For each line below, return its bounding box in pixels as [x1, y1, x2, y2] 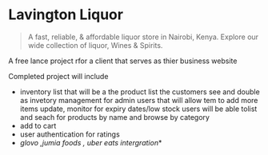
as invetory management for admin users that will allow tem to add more [19, 95, 258, 105]
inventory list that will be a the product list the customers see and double [19, 86, 260, 97]
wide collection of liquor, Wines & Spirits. [27, 40, 163, 50]
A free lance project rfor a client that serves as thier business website [8, 56, 238, 66]
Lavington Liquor [8, 6, 124, 24]
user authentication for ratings [19, 129, 120, 139]
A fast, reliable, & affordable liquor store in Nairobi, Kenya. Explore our [27, 32, 258, 42]
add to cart [19, 121, 57, 130]
